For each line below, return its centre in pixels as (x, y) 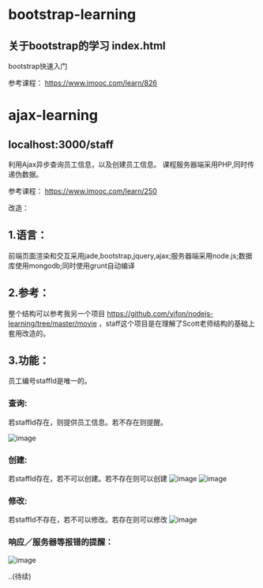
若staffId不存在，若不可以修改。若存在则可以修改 (88, 520)
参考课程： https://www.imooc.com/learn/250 (83, 191)
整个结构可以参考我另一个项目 (56, 313)
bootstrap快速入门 (38, 66)
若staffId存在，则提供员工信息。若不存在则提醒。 (88, 422)
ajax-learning (53, 115)
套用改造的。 (29, 333)
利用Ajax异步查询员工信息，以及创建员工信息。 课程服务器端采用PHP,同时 (128, 164)
